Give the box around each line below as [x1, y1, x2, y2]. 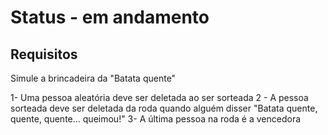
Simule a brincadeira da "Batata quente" [10, 72, 177, 84]
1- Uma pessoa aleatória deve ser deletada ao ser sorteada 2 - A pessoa [10, 92, 309, 103]
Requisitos [10, 46, 78, 63]
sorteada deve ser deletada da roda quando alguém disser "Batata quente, [10, 102, 318, 114]
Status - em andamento [10, 6, 210, 29]
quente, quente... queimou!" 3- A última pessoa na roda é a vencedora [10, 113, 302, 125]
